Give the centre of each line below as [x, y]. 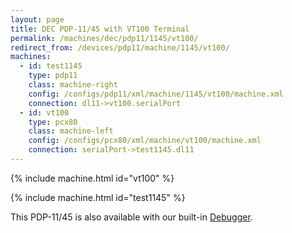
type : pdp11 [53, 76]
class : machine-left [71, 131]
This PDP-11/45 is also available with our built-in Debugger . [131, 217]
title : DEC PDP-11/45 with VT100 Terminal [100, 29]
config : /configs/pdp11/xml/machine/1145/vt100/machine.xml [156, 94]
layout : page [37, 19]
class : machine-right [73, 85]
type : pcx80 [53, 122]
